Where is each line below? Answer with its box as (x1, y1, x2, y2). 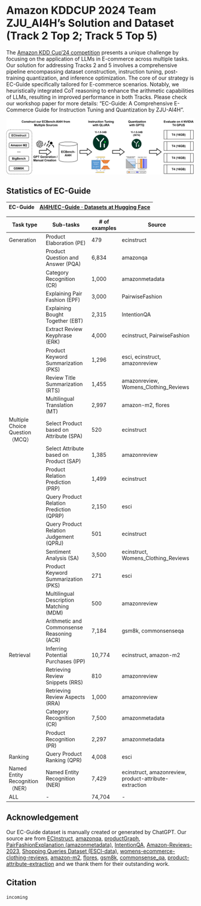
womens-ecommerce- (120, 847, 175, 855)
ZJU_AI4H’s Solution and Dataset (6, 16, 175, 30)
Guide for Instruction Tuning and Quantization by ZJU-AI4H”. (35, 106, 184, 113)
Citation (6, 878, 37, 888)
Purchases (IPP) (45, 657, 86, 665)
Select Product (45, 420, 83, 427)
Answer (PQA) (45, 260, 81, 268)
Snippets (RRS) (45, 678, 84, 686)
